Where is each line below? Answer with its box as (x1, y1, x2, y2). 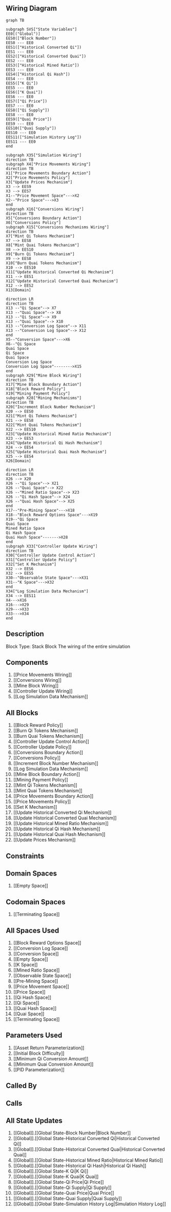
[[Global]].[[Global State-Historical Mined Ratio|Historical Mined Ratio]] (13, 1157, 163, 1163)
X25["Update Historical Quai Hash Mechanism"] (6, 449, 107, 454)
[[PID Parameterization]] (13, 1066, 65, 1073)
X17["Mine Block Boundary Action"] (6, 382, 82, 387)
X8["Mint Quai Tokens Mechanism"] (6, 243, 80, 248)
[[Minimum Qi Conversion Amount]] (13, 1055, 89, 1061)
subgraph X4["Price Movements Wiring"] (6, 161, 91, 166)
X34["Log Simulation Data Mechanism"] (6, 588, 89, 594)
